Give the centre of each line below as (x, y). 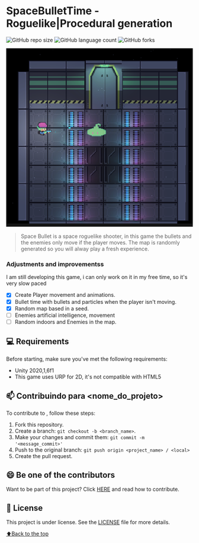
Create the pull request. (44, 456)
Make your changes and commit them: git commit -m (80, 437)
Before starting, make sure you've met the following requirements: (87, 359)
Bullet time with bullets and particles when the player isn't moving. (95, 301)
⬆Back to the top (28, 534)
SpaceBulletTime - (53, 11)
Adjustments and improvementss (55, 264)
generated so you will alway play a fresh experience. (85, 249)
